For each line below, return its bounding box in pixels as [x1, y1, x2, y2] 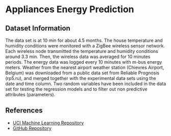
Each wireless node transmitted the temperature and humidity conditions [5, 48, 158, 54]
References [5, 106, 43, 115]
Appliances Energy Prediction [5, 4, 134, 15]
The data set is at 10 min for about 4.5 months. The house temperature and [5, 37, 163, 43]
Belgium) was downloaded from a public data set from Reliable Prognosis [5, 70, 160, 76]
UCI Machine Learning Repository [12, 120, 84, 126]
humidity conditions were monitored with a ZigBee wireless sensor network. [5, 43, 165, 49]
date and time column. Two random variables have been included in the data [5, 80, 166, 87]
